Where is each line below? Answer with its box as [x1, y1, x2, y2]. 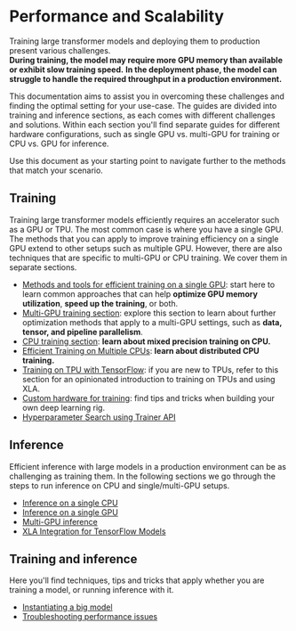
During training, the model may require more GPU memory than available [9, 54, 283, 65]
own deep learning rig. [21, 402, 105, 413]
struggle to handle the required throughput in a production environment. [9, 73, 283, 84]
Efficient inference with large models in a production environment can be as [9, 461, 287, 471]
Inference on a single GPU [21, 506, 118, 518]
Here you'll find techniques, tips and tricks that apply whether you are [9, 575, 265, 586]
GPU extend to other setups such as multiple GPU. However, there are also [9, 242, 283, 253]
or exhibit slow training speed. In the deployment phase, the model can [9, 64, 277, 75]
